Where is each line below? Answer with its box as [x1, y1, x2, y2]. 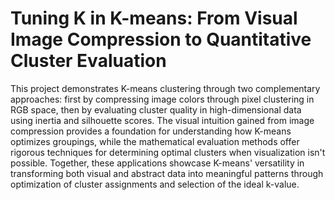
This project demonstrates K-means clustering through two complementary [10, 82, 321, 94]
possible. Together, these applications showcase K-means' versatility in [10, 157, 305, 169]
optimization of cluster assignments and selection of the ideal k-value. [10, 178, 300, 190]
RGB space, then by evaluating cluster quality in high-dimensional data [10, 103, 302, 116]
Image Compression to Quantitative [10, 28, 312, 51]
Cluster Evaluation [10, 50, 167, 72]
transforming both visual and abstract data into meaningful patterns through [10, 167, 324, 179]
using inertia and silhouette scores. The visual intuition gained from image [10, 114, 315, 126]
